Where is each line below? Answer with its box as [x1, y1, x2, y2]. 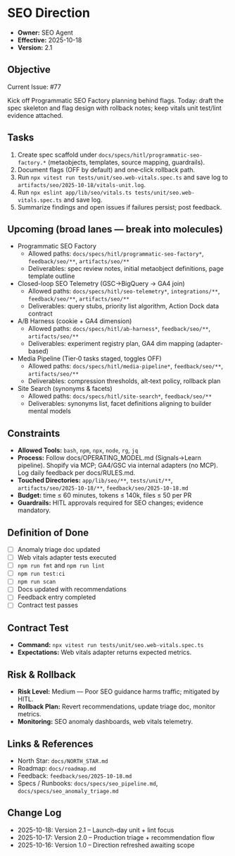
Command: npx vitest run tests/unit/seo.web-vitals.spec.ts [17, 641, 204, 649]
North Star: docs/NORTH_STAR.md [17, 756, 108, 765]
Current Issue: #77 [7, 83, 61, 91]
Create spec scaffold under [17, 150, 97, 159]
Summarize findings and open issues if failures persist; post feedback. [17, 203, 222, 211]
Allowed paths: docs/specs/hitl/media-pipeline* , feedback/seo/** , [27, 362, 224, 370]
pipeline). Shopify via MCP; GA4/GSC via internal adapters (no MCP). [17, 461, 218, 470]
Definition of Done [7, 526, 89, 538]
